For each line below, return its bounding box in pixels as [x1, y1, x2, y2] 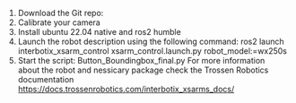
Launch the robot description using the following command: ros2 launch [17, 36, 284, 47]
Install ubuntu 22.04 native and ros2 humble [17, 27, 181, 37]
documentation [17, 74, 74, 84]
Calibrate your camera [17, 17, 100, 28]
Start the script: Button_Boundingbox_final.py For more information [17, 56, 266, 65]
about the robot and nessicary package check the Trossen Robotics [17, 64, 269, 75]
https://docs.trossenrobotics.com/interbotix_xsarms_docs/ [17, 84, 235, 94]
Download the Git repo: [17, 8, 104, 18]
